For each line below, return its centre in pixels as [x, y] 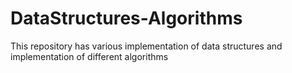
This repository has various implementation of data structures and [146, 46]
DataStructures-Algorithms [126, 18]
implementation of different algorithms [89, 56]
